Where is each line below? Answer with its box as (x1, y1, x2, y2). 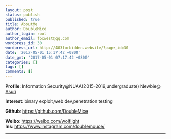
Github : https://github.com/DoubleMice (5, 108, 88, 114)
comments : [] (5, 69, 33, 74)
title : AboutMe (5, 21, 38, 27)
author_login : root (5, 31, 47, 36)
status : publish (5, 12, 40, 17)
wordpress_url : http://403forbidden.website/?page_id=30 (5, 45, 129, 50)
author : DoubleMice (5, 26, 47, 32)
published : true (5, 17, 40, 22)
